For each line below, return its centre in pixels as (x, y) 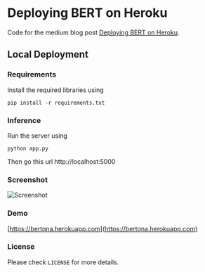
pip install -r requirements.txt (56, 103)
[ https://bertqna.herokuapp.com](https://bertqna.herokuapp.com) (102, 228)
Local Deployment (48, 54)
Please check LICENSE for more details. (63, 262)
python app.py (28, 148)
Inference (24, 120)
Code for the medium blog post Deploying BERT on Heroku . (93, 32)
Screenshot (27, 179)
